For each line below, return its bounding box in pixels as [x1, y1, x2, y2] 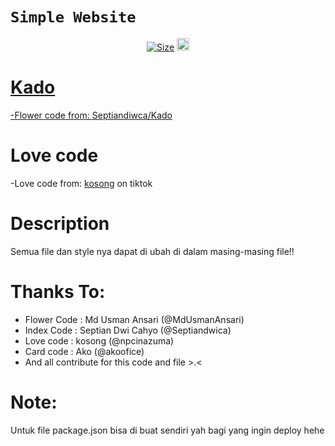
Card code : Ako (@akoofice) [24, 345, 145, 357]
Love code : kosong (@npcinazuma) [24, 334, 175, 347]
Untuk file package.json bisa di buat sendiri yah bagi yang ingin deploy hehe [10, 424, 325, 436]
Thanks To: [10, 280, 106, 303]
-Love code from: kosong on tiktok [10, 177, 153, 189]
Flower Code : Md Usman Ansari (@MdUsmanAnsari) [24, 313, 245, 325]
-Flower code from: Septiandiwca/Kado [10, 109, 173, 121]
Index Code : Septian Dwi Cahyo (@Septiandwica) [24, 324, 232, 336]
